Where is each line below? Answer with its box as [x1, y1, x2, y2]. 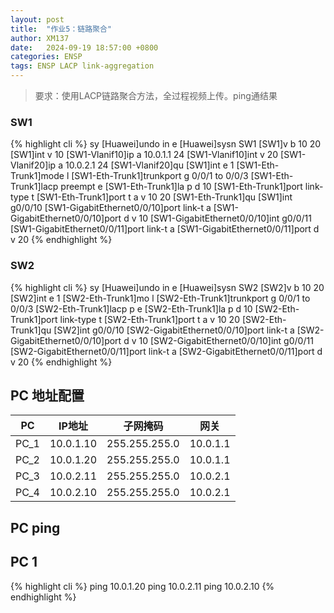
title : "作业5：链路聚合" [10, 24, 113, 34]
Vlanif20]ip [10, 159, 57, 171]
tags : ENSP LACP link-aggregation [10, 61, 155, 71]
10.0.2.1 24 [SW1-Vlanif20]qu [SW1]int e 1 [64, 159, 235, 171]
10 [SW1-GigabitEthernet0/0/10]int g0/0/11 [138, 212, 312, 225]
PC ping [10, 519, 61, 536]
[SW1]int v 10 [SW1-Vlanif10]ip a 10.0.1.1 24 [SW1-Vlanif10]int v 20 [10, 149, 279, 161]
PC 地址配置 [10, 387, 85, 404]
